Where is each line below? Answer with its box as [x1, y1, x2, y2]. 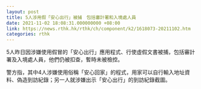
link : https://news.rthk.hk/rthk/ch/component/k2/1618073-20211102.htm [6, 25, 191, 32]
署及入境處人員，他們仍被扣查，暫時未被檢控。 [6, 56, 123, 63]
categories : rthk [6, 31, 50, 37]
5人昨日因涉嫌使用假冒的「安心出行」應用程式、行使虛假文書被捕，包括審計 [6, 49, 196, 56]
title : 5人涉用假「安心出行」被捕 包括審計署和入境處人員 [6, 14, 136, 20]
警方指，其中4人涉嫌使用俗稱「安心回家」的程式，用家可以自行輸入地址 [6, 69, 185, 76]
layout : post [6, 8, 39, 15]
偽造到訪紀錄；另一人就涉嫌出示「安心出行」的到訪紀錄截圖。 [16, 76, 171, 84]
